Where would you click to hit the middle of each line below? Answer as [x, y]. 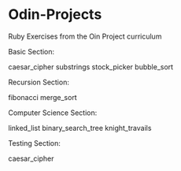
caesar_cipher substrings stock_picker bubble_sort [91, 67]
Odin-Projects [55, 15]
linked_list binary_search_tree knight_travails [80, 128]
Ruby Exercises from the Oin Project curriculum [85, 36]
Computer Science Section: [53, 113]
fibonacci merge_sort [42, 97]
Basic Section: [31, 51]
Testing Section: [35, 143]
